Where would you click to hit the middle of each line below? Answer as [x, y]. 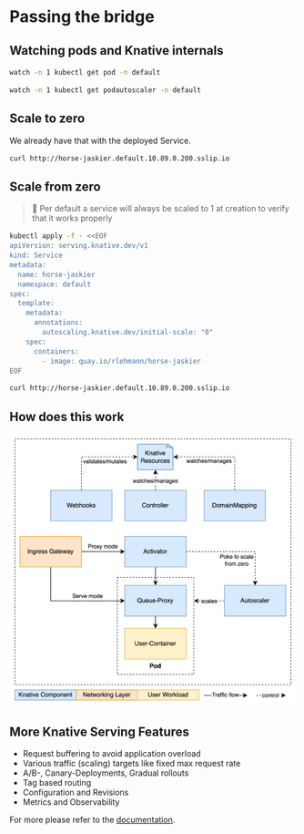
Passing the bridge [82, 17]
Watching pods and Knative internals [117, 51]
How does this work [67, 417]
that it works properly [72, 218]
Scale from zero [56, 186]
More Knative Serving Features [99, 731]
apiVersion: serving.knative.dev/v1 [79, 246]
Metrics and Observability [71, 802]
